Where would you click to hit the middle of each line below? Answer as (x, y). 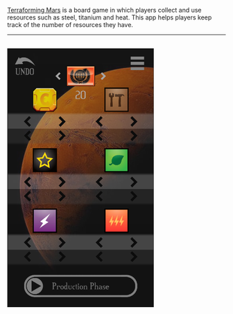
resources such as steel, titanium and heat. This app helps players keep (110, 17)
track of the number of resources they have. (70, 25)
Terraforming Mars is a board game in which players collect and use (105, 10)
